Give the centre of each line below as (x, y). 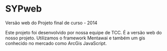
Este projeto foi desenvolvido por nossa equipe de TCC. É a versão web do (83, 32)
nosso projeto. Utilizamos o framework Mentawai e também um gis (75, 38)
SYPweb (24, 9)
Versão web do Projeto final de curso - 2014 (51, 23)
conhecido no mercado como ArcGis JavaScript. (56, 43)
